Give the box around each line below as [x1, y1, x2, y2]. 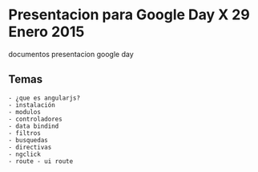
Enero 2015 [8, 23, 85, 41]
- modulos [8, 108, 42, 116]
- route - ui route [8, 157, 74, 166]
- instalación [8, 100, 56, 109]
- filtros [8, 129, 42, 137]
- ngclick [8, 150, 42, 158]
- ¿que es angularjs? [8, 94, 81, 102]
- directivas [8, 143, 52, 151]
